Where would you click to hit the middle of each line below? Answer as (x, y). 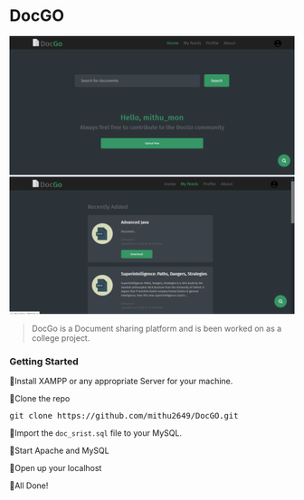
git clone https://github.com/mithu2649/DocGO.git (124, 416)
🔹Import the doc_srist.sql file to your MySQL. (96, 433)
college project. (61, 338)
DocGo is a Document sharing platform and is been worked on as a (157, 329)
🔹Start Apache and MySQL (60, 451)
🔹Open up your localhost (56, 468)
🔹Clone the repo (40, 399)
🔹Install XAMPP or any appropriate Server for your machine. (121, 382)
